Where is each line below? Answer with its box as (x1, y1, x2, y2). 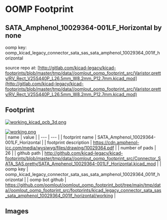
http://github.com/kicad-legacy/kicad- (44, 150, 123, 156)
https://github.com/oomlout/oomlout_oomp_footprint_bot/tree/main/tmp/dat (5, 181, 161, 188)
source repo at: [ (5, 65, 39, 70)
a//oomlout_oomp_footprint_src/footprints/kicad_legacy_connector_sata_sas (5, 187, 162, 193)
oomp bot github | (29, 176, 66, 182)
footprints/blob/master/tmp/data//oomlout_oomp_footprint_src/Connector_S (5, 155, 161, 161)
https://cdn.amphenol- (93, 139, 140, 145)
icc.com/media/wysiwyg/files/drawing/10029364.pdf (5, 144, 115, 150)
